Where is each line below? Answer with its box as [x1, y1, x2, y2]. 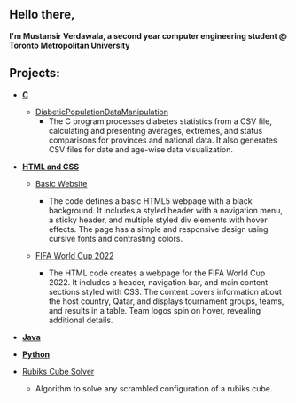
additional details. [48, 314, 113, 325]
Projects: [9, 66, 60, 81]
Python [21, 349, 51, 360]
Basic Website [35, 178, 88, 189]
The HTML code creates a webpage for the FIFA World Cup [48, 267, 266, 278]
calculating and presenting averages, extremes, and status [48, 125, 263, 136]
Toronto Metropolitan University [9, 40, 130, 50]
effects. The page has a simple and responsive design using [48, 223, 269, 234]
